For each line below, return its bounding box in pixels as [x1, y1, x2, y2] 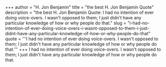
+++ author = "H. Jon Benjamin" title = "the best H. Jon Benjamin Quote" [5, 4, 154, 10]
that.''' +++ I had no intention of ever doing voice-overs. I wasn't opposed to [5, 47, 161, 52]
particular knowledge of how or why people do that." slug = [5, 20, 126, 26]
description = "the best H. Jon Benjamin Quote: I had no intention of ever [5, 9, 154, 15]
